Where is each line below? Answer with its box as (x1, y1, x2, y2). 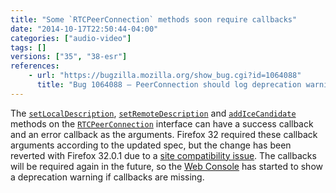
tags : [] (10, 42, 47, 53)
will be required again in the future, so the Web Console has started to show (10, 160, 323, 172)
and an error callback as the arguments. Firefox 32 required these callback (10, 128, 318, 140)
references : (10, 61, 60, 71)
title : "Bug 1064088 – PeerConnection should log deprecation (36, 80, 302, 90)
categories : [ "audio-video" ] (10, 33, 132, 43)
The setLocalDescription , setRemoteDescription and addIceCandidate (10, 107, 297, 119)
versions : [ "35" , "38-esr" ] (10, 52, 128, 62)
